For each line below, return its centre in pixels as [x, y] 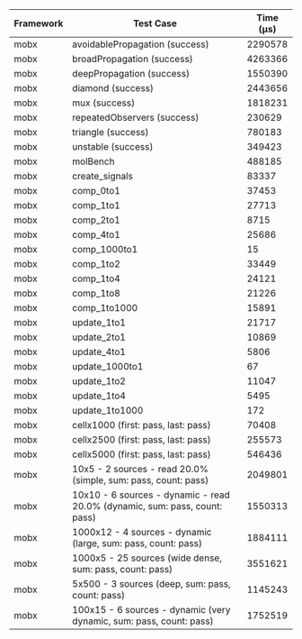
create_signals [102, 176]
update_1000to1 [107, 366]
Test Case [155, 23]
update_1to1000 [107, 411]
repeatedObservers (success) [135, 118]
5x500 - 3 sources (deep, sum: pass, [151, 584]
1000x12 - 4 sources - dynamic [142, 532]
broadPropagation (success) [132, 59]
